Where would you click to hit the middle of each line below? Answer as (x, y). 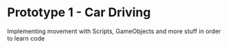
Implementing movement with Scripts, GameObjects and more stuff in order (114, 31)
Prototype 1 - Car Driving (79, 13)
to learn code (26, 38)
